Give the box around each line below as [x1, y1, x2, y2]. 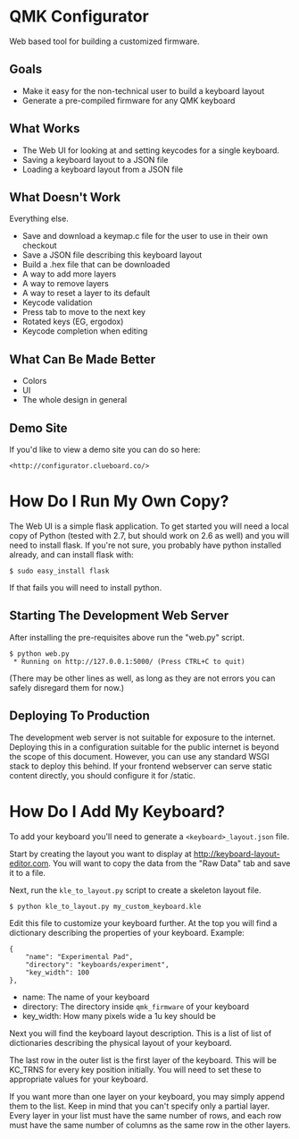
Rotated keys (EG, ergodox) [21, 316, 124, 327]
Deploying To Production [9, 709, 150, 724]
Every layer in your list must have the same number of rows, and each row [9, 1109, 282, 1120]
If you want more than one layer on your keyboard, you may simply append [9, 1091, 286, 1101]
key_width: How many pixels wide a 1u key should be [21, 1010, 217, 1021]
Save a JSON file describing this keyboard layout [21, 250, 203, 260]
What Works [9, 121, 80, 136]
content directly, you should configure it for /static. [9, 769, 196, 780]
